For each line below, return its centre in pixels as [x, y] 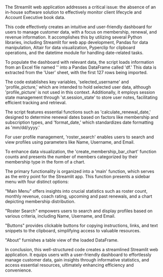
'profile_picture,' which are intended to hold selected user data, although [78, 87]
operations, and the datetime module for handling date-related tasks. [74, 53]
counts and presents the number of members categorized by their [71, 157]
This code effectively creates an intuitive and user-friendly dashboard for [79, 27]
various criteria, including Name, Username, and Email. [60, 216]
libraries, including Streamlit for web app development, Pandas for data [77, 42]
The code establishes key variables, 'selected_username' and [67, 82]
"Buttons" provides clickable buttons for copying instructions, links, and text [81, 225]
